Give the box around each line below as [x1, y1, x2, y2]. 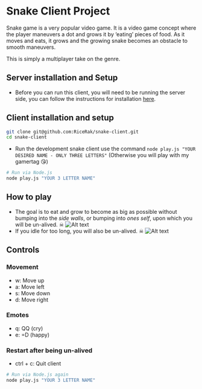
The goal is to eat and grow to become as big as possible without [14, 208, 177, 215]
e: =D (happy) [14, 331, 50, 338]
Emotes [6, 311, 29, 320]
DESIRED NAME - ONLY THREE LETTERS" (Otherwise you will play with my [14, 152, 189, 159]
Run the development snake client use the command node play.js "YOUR [14, 145, 196, 152]
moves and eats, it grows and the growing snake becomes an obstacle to [6, 37, 188, 44]
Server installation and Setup [6, 72, 118, 83]
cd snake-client [6, 134, 47, 140]
